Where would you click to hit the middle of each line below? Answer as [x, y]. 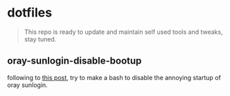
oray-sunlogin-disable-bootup [74, 61]
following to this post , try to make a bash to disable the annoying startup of [114, 77]
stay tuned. [40, 39]
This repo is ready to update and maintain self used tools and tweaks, [123, 32]
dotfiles [30, 13]
